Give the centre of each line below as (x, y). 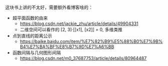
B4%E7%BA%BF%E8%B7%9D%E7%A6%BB (67, 47)
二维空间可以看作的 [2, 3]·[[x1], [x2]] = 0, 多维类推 (71, 29)
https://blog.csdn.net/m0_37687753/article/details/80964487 (83, 58)
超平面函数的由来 (30, 18)
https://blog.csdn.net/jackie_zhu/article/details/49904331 (79, 23)
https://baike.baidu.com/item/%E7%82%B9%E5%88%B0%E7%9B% (91, 41)
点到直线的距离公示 (32, 36)
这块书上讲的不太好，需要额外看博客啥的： (49, 7)
